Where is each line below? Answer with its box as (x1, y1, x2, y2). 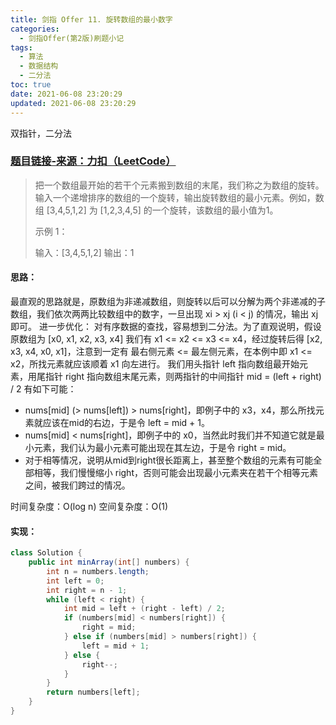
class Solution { (10, 548, 83, 558)
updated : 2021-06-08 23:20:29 (10, 98, 137, 108)
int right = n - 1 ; (46, 585, 128, 595)
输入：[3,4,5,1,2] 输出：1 (34, 246, 135, 258)
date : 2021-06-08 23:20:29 (10, 89, 123, 99)
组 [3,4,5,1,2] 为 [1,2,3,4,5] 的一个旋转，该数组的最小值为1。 (34, 204, 279, 216)
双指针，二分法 (10, 127, 72, 139)
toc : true (10, 80, 52, 90)
